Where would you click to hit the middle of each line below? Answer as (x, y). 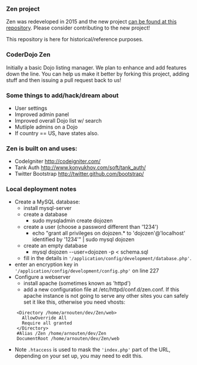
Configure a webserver (43, 277)
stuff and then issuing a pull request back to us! (64, 80)
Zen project (23, 9)
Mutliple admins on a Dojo (46, 127)
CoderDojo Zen (29, 55)
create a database (45, 215)
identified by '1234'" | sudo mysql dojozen (83, 239)
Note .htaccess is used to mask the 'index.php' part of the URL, (92, 350)
